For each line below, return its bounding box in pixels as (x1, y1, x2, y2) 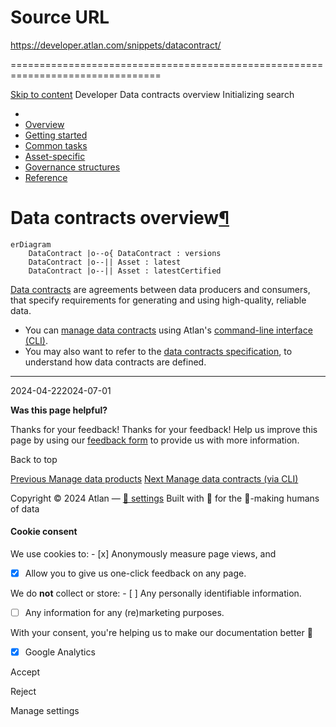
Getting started (24, 129, 88, 141)
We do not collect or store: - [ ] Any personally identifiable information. (10, 587, 302, 600)
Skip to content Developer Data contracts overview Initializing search (10, 88, 295, 100)
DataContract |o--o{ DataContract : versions (28, 248, 222, 258)
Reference (24, 171, 68, 183)
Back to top (10, 453, 58, 465)
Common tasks (24, 139, 88, 151)
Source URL (10, 6, 110, 29)
